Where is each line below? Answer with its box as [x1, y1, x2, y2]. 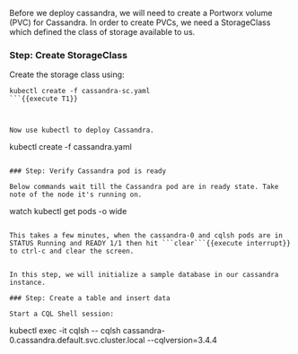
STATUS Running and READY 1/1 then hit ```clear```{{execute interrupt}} [9, 239, 292, 248]
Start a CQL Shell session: [9, 309, 115, 319]
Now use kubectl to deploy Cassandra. [9, 125, 154, 135]
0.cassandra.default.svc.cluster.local [9, 335, 145, 346]
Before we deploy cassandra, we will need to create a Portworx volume [9, 8, 273, 18]
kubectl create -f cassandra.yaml [9, 142, 132, 152]
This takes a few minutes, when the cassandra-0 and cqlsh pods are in [9, 231, 283, 240]
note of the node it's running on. [9, 190, 143, 200]
